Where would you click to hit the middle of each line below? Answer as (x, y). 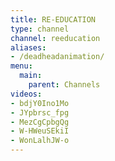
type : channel (40, 29)
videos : (26, 94)
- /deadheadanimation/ (57, 57)
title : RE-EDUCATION (53, 19)
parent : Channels (64, 85)
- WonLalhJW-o (40, 141)
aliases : (28, 47)
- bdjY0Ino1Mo (40, 103)
